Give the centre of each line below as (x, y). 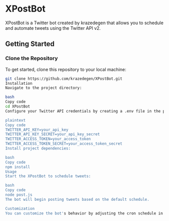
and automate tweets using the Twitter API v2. (53, 28)
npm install (18, 167)
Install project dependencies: (38, 148)
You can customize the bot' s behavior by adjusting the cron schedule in (84, 213)
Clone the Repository (32, 59)
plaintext (16, 120)
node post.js (19, 195)
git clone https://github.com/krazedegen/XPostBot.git (64, 79)
